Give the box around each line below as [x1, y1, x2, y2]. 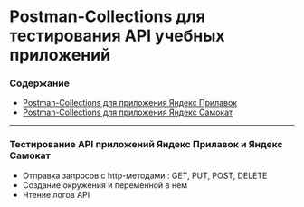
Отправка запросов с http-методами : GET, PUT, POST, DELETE [22, 170, 268, 181]
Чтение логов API [22, 189, 90, 200]
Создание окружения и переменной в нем [22, 179, 188, 191]
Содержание [9, 77, 71, 89]
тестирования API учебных [9, 25, 225, 46]
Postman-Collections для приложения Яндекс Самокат [22, 107, 233, 118]
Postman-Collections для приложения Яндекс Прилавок [22, 98, 238, 108]
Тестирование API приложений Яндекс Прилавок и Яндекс [9, 138, 283, 151]
